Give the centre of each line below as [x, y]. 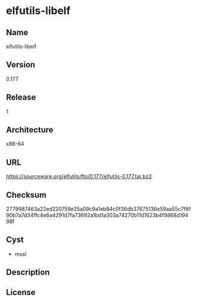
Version [21, 65]
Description [28, 273]
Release [21, 98]
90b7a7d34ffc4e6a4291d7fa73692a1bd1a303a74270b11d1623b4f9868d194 [97, 216]
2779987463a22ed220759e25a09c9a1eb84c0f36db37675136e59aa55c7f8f [98, 209]
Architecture [30, 130]
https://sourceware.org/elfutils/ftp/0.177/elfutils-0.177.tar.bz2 [79, 176]
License [21, 292]
